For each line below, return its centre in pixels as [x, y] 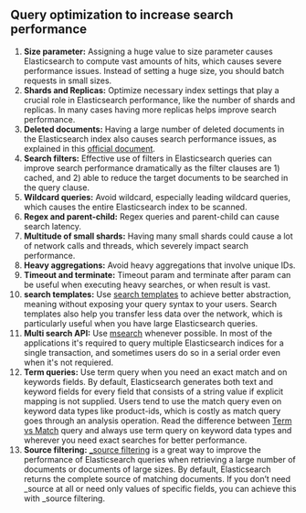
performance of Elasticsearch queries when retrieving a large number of [159, 459]
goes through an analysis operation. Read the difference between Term [158, 421]
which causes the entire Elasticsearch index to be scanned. [135, 207]
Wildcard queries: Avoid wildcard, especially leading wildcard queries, [157, 197]
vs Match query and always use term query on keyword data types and [158, 430]
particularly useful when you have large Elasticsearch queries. [141, 323]
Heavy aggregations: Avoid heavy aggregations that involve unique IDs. [159, 265]
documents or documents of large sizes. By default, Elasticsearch [147, 469]
